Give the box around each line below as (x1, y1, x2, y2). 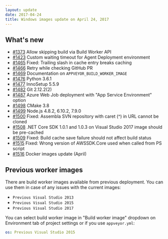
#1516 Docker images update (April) (12, 151, 87, 157)
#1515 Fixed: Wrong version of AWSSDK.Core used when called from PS (12, 140, 162, 147)
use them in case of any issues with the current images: (5, 184, 121, 190)
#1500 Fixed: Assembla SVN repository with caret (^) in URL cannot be (12, 113, 159, 119)
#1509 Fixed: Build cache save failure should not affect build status (12, 135, 152, 141)
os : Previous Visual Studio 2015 (5, 230, 75, 235)
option (12, 97, 26, 104)
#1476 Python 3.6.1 (12, 76, 52, 82)
